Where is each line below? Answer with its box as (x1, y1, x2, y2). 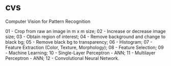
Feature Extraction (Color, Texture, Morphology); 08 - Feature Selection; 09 (5, 44, 164, 50)
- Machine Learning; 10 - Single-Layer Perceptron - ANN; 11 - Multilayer (5, 50, 156, 56)
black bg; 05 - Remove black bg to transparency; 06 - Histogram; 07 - (5, 39, 153, 45)
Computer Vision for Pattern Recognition (5, 18, 91, 24)
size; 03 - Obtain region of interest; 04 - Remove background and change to (5, 34, 166, 40)
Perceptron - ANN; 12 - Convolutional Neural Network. (5, 55, 119, 61)
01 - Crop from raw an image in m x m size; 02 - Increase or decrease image (5, 28, 166, 34)
